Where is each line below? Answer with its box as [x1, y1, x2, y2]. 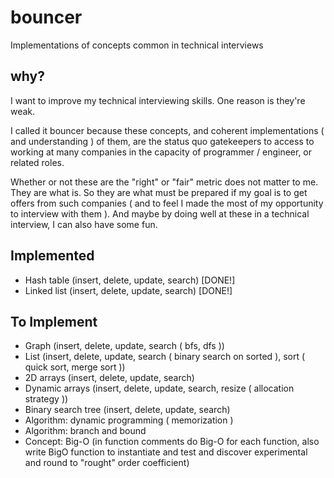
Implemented [10, 247, 95, 265]
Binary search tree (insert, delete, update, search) [24, 404, 231, 416]
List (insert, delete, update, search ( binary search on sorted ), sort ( [24, 351, 306, 363]
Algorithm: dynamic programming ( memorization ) [24, 414, 234, 426]
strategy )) [24, 393, 69, 405]
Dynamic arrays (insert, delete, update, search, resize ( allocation [24, 382, 295, 395]
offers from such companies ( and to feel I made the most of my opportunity [10, 197, 324, 209]
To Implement [10, 313, 98, 330]
